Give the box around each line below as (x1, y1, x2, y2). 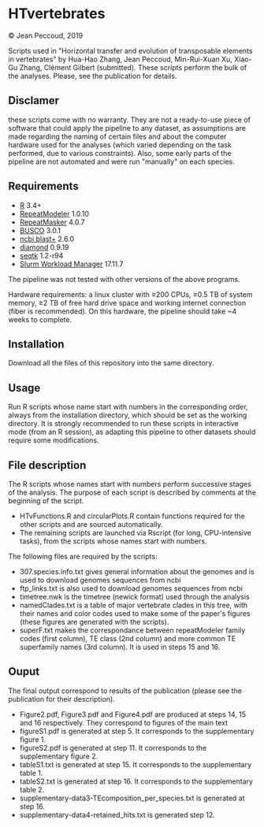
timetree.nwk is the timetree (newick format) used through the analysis (19, 592, 250, 601)
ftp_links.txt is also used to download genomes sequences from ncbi (19, 584, 243, 593)
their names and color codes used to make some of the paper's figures (19, 609, 251, 618)
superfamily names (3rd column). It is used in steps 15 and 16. (19, 643, 221, 651)
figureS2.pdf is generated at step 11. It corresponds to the (19, 743, 207, 752)
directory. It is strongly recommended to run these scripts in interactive (8, 419, 239, 428)
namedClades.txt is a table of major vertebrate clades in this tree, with (19, 600, 248, 610)
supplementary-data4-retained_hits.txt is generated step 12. (19, 810, 215, 819)
